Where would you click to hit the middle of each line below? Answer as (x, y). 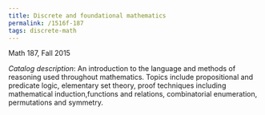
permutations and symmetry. (56, 103)
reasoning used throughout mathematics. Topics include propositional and (131, 77)
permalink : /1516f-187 (46, 23)
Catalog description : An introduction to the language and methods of (122, 69)
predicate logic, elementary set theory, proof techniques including (117, 85)
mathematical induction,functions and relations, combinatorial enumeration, (133, 94)
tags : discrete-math (43, 30)
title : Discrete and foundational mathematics (87, 16)
